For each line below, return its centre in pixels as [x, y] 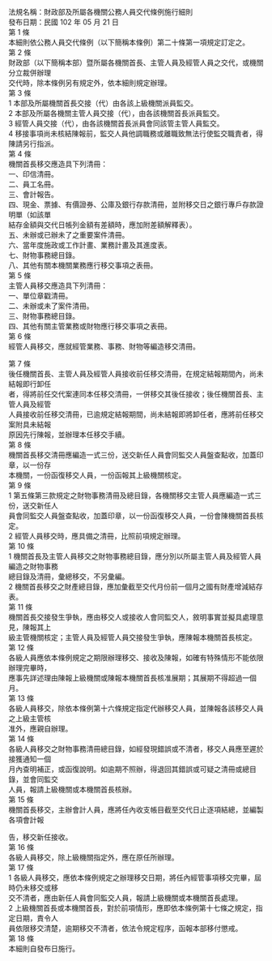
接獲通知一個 [30, 759]
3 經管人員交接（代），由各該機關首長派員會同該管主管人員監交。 [116, 123]
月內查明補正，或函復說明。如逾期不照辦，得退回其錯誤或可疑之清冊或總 [129, 769]
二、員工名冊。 [33, 184]
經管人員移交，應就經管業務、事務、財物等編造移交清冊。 [104, 346]
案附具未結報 [30, 425]
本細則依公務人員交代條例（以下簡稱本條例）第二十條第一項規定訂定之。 [129, 42]
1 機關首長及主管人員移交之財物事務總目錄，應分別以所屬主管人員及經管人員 [135, 556]
